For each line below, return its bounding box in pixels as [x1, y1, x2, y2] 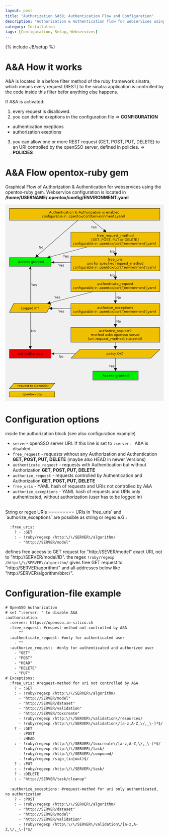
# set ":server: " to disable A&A [5, 610, 78, 615]
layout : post [5, 8, 33, 13]
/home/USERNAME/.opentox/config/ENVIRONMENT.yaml [5, 195, 129, 200]
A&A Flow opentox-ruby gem [5, 167, 129, 178]
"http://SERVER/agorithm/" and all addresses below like [5, 565, 120, 571]
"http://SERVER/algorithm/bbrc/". [5, 570, 74, 576]
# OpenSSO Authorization [5, 605, 57, 610]
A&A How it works [5, 62, 82, 73]
